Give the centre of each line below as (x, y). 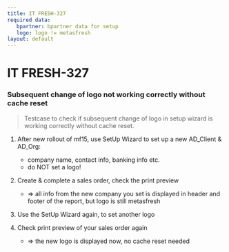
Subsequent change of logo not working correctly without (106, 95)
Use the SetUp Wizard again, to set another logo (86, 214)
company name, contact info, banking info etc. (93, 160)
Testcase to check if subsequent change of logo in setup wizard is (118, 118)
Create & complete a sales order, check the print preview (98, 180)
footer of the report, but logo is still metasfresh (94, 201)
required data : (29, 20)
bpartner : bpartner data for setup (67, 26)
